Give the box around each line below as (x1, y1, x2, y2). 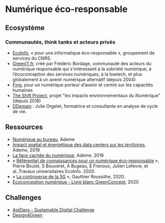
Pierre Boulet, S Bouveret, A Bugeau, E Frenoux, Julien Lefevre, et (12, 163, 148, 169)
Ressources (5, 123, 43, 131)
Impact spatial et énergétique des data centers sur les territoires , (12, 141, 146, 147)
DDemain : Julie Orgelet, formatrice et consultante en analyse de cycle (12, 103, 158, 109)
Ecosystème (5, 24, 45, 32)
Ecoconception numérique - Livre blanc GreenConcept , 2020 (12, 179, 139, 185)
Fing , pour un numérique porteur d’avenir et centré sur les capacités (12, 82, 153, 88)
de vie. (12, 108, 26, 114)
